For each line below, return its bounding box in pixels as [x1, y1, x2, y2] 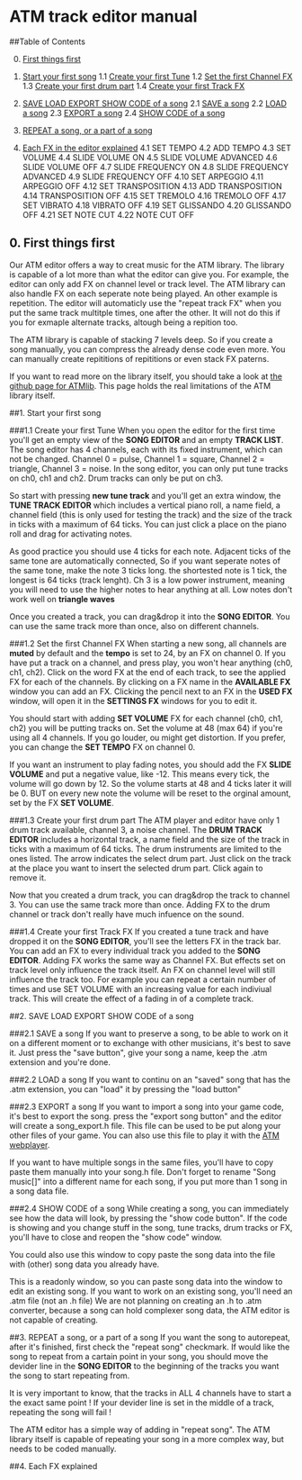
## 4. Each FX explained [9, 1460, 98, 1471]
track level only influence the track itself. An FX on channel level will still [9, 964, 276, 975]
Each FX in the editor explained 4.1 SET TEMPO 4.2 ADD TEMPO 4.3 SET [22, 142, 292, 153]
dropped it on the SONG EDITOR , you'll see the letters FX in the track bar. [9, 935, 281, 946]
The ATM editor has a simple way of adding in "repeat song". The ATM [9, 1424, 271, 1435]
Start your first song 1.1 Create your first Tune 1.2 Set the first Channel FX [22, 70, 293, 82]
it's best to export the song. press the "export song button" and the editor [9, 1110, 282, 1122]
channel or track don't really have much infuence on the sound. [9, 908, 244, 919]
